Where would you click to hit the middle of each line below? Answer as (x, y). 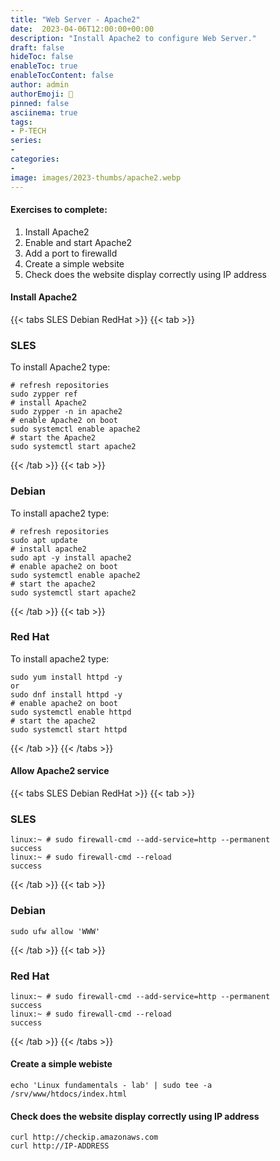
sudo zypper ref (44, 394)
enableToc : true (44, 66)
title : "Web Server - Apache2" (75, 19)
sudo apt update (44, 540)
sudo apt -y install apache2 (71, 557)
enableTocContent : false (62, 76)
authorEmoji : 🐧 (42, 94)
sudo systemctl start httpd (69, 729)
